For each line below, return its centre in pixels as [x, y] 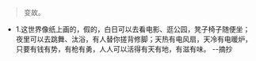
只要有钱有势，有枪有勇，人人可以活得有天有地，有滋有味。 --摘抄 [124, 49]
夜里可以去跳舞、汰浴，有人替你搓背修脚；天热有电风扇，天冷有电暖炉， [134, 39]
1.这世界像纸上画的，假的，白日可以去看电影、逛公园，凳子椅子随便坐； [133, 29]
